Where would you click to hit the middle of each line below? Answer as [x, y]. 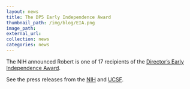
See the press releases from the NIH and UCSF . [65, 79]
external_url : [24, 34]
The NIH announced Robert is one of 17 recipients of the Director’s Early [95, 61]
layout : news [22, 12]
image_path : [21, 28]
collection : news [28, 39]
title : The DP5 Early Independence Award [59, 17]
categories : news [28, 45]
